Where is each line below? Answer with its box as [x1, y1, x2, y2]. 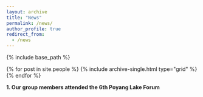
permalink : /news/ [6, 20, 53, 26]
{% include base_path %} [6, 54, 71, 61]
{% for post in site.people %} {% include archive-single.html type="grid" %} [6, 65, 198, 73]
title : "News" [6, 15, 43, 21]
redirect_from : [6, 32, 45, 38]
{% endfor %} [6, 72, 41, 79]
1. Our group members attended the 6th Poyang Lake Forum [6, 84, 160, 91]
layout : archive [6, 8, 47, 15]
